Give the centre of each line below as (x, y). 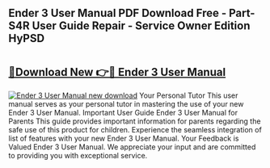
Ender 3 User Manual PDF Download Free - (118, 13)
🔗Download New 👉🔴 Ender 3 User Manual (117, 72)
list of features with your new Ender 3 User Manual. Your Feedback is (124, 138)
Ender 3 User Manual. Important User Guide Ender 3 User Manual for (123, 113)
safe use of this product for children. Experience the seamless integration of (135, 130)
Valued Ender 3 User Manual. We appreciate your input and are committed (132, 147)
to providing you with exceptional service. (78, 155)
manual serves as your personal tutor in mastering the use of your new (126, 104)
